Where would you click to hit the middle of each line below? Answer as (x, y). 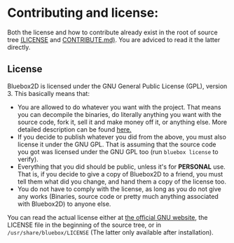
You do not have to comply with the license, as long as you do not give (119, 189)
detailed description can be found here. (74, 129)
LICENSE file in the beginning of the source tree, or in (84, 225)
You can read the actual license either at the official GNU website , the (108, 217)
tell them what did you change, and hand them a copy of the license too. (122, 181)
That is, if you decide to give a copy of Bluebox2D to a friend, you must (120, 174)
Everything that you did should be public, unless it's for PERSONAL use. (121, 167)
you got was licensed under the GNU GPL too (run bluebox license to (118, 151)
